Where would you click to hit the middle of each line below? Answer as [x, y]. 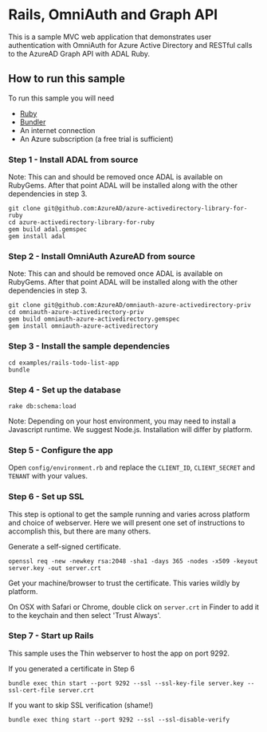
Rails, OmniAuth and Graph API [113, 15]
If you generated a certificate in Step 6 [72, 668]
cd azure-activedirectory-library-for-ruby [82, 222]
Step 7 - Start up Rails [51, 636]
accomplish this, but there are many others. [80, 531]
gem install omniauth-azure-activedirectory [83, 326]
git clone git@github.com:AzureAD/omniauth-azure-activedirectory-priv [130, 305]
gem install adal [37, 237]
